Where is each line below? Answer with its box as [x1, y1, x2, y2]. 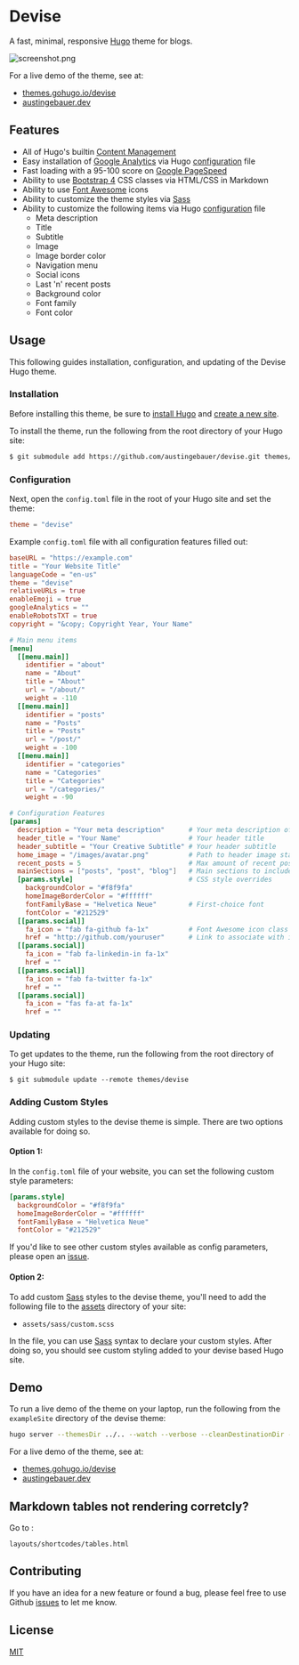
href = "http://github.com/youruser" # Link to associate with [25, 933, 285, 942]
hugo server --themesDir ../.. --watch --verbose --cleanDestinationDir [9, 1430, 285, 1439]
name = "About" [25, 669, 82, 678]
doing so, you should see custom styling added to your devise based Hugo [9, 1345, 284, 1355]
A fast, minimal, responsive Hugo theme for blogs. [9, 36, 193, 46]
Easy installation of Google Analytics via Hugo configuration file [21, 156, 256, 166]
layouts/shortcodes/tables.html [9, 1540, 129, 1549]
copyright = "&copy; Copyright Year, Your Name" [9, 619, 193, 628]
